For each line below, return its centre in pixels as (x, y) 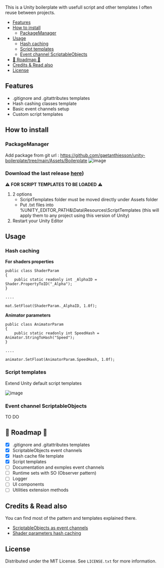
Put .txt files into (37, 205)
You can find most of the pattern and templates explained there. (71, 518)
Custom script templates (38, 114)
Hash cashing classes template (44, 103)
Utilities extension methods (40, 490)
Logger (20, 479)
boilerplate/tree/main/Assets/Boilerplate (46, 161)
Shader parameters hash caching (47, 533)
